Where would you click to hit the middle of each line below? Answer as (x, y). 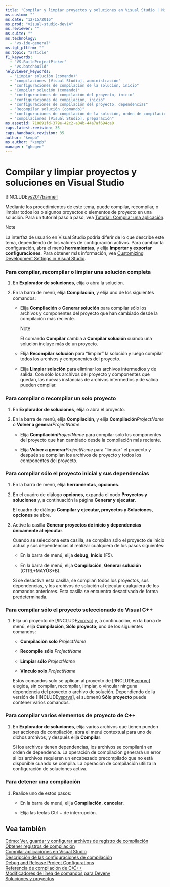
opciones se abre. (32, 515)
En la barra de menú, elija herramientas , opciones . (66, 484)
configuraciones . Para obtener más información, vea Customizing (74, 253)
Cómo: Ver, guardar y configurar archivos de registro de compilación (77, 841)
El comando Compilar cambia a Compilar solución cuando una (86, 339)
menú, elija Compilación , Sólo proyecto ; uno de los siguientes (78, 626)
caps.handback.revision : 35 (35, 133)
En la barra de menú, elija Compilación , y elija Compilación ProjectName (88, 419)
